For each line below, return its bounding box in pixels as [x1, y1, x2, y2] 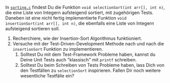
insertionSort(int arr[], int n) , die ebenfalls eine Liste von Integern [5, 20, 154, 26]
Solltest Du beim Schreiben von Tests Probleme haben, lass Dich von [20, 62, 165, 68]
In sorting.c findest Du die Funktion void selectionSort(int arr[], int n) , [5, 5, 165, 10]
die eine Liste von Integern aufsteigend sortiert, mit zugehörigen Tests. [5, 10, 154, 16]
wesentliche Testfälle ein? [20, 73, 75, 78]
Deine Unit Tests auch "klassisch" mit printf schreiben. [20, 57, 137, 62]
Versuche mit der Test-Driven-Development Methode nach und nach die [12, 41, 164, 47]
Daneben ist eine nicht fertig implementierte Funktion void [5, 15, 127, 21]
